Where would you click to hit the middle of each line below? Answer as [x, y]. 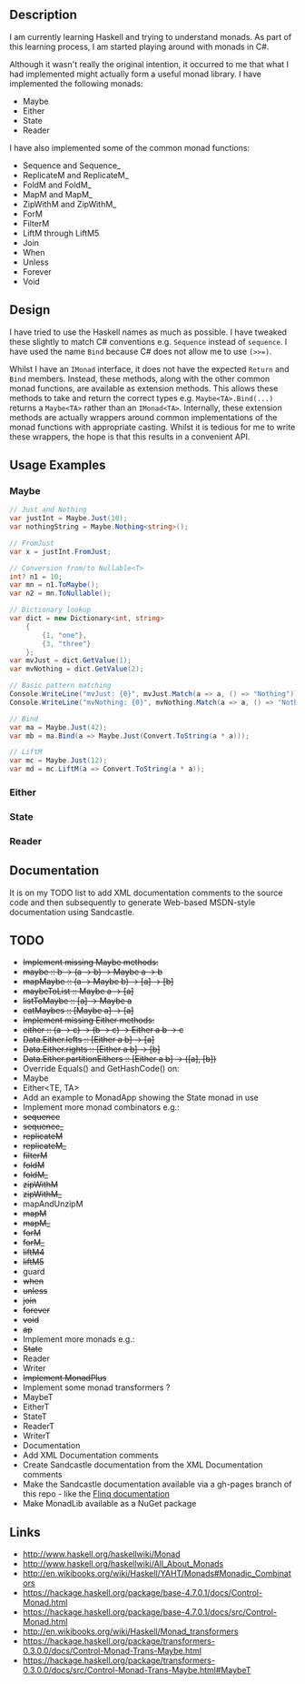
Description [43, 15]
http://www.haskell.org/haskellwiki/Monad [101, 1554]
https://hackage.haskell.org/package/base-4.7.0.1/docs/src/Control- [150, 1612]
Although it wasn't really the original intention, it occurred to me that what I [149, 64]
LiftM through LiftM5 [61, 233]
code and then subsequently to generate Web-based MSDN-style [133, 902]
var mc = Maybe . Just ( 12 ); [58, 761]
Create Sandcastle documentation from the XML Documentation [143, 1465]
